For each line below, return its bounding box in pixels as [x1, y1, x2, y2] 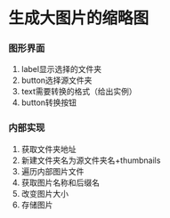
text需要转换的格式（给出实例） [20, 86, 137, 97]
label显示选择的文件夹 [20, 64, 102, 75]
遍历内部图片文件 [20, 166, 85, 176]
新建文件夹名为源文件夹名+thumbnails [20, 155, 161, 166]
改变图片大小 [20, 188, 69, 198]
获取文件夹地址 [20, 143, 77, 154]
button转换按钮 [20, 97, 77, 108]
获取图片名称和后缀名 [20, 177, 100, 188]
